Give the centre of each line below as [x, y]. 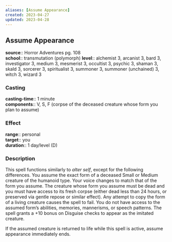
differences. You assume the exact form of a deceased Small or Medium [82, 175]
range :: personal [23, 134]
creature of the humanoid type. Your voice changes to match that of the [81, 180]
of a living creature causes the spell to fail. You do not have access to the [83, 203]
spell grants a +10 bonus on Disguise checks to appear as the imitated [80, 213]
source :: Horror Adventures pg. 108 [43, 53]
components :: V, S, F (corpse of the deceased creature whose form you [82, 104]
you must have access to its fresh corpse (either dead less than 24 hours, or [86, 191]
